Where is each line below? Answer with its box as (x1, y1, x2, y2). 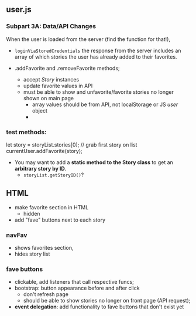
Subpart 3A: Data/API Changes (6, 22, 97, 30)
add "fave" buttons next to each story (14, 216, 106, 223)
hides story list (14, 250, 50, 257)
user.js (6, 5, 32, 15)
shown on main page (23, 94, 74, 101)
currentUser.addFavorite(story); (6, 147, 83, 154)
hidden (23, 210, 40, 217)
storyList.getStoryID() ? (23, 171, 84, 178)
